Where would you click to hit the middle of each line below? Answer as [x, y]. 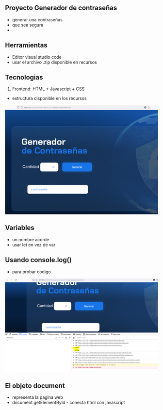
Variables [20, 228]
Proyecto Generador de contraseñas [61, 8]
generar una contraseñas [37, 19]
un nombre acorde [31, 239]
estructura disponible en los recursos [49, 98]
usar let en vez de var [34, 245]
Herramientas [26, 45]
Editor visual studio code [37, 57]
